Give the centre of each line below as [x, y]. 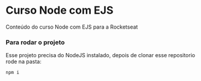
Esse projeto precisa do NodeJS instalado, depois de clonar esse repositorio [100, 55]
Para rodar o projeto [35, 42]
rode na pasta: [23, 62]
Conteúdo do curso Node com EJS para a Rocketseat [72, 27]
